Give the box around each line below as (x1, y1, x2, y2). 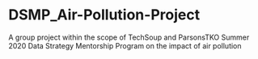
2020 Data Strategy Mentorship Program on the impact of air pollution (8, 40, 242, 50)
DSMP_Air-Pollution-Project (8, 6, 201, 24)
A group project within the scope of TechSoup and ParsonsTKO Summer (8, 32, 250, 42)
